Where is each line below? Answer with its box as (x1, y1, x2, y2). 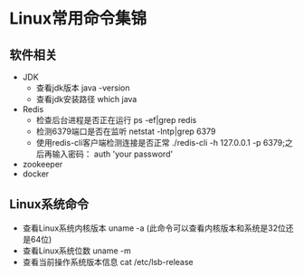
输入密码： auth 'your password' (52, 148, 174, 159)
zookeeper (22, 159, 63, 169)
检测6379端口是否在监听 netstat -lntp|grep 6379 (35, 126, 216, 137)
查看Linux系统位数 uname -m (22, 245, 131, 256)
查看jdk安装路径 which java (35, 94, 137, 104)
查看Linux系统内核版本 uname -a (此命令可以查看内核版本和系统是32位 (22, 223, 287, 233)
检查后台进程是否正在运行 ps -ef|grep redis (35, 115, 197, 125)
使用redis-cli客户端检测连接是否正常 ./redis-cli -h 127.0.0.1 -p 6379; (35, 138, 285, 148)
